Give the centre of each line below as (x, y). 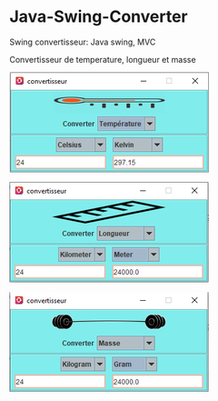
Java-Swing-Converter (99, 17)
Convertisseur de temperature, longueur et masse (103, 59)
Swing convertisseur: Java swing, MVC (83, 42)
